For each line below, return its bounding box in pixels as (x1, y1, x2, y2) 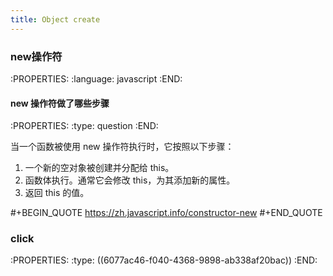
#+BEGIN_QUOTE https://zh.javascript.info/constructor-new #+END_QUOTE (10, 207, 323, 219)
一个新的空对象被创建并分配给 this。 (24, 162, 175, 174)
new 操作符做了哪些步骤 (10, 97, 110, 109)
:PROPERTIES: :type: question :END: (10, 120, 159, 132)
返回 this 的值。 (24, 187, 90, 199)
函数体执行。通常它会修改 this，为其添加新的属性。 (24, 174, 236, 186)
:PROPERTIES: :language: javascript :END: (10, 72, 183, 85)
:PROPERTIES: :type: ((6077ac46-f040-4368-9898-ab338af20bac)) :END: (10, 254, 318, 266)
